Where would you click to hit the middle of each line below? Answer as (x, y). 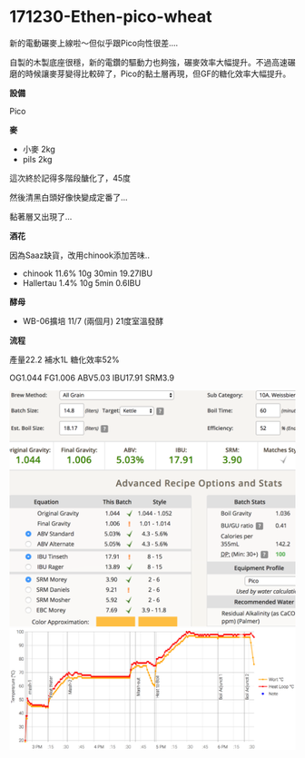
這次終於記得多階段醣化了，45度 (70, 178)
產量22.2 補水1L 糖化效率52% (64, 359)
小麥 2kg (39, 149)
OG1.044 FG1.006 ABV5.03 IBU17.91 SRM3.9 (92, 378)
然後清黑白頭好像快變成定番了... (69, 197)
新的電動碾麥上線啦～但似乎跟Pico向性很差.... (94, 43)
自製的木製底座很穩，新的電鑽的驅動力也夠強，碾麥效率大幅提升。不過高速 (148, 62)
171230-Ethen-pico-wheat (111, 17)
